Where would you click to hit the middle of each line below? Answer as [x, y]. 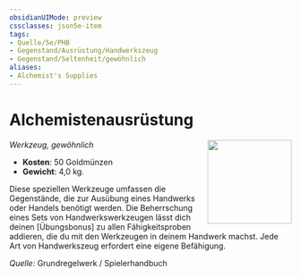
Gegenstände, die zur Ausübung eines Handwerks [102, 198]
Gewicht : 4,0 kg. [53, 172]
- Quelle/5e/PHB [39, 42]
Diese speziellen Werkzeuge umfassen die [88, 189]
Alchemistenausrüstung [102, 119]
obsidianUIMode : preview [56, 17]
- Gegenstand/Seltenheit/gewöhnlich [77, 59]
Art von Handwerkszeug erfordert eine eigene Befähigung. [118, 246]
